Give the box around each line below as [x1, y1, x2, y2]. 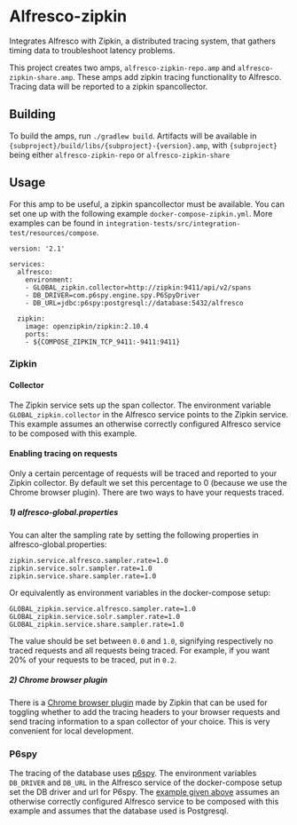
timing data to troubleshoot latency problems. [9, 44, 176, 55]
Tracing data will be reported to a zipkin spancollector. [9, 81, 208, 91]
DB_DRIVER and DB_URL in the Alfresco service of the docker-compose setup [9, 777, 283, 788]
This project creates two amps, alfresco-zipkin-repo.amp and [9, 62, 237, 73]
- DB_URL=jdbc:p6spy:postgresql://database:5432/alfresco [25, 298, 244, 307]
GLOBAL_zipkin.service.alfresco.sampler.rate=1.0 [9, 604, 197, 614]
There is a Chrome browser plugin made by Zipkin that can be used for [9, 697, 268, 708]
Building [9, 107, 56, 122]
